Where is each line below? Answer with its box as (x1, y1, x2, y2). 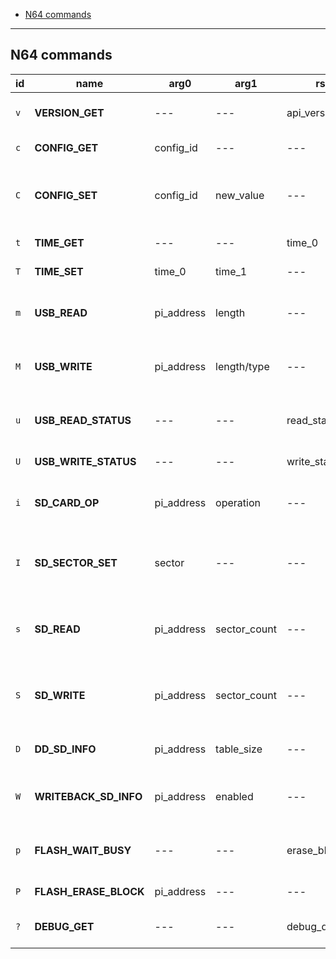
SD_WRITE (34, 688, 86, 702)
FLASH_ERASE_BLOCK (34, 884, 145, 898)
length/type (215, 359, 270, 373)
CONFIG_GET (34, 140, 99, 154)
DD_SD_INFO (34, 742, 97, 756)
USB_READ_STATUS (34, 413, 132, 427)
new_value (215, 188, 265, 202)
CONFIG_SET (34, 188, 98, 202)
